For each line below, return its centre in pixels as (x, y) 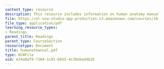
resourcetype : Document (29, 46)
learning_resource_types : (31, 28)
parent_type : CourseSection (34, 41)
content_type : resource (29, 9)
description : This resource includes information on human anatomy (75, 14)
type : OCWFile (20, 55)
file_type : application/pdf (34, 23)
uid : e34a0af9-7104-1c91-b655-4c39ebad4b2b (50, 59)
